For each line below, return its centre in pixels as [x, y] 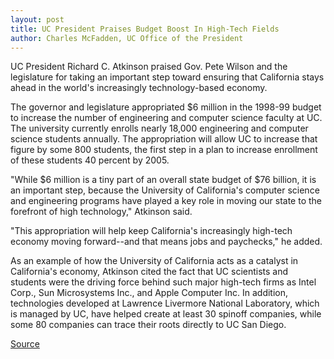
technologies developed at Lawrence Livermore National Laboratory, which [165, 303]
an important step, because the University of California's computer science [165, 190]
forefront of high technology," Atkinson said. [101, 212]
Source [25, 344]
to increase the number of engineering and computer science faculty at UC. [166, 118]
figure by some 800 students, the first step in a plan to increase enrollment [164, 150]
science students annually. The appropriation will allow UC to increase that [164, 139]
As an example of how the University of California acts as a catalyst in [154, 261]
